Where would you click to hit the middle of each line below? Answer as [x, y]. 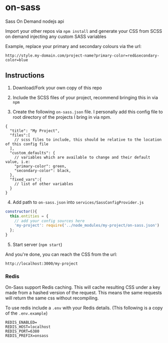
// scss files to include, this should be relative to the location [88, 140]
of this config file [27, 144]
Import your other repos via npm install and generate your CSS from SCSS [84, 31]
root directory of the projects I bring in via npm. [62, 117]
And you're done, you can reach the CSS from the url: [61, 254]
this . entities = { [29, 216]
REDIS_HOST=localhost [28, 327]
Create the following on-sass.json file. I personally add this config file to [88, 112]
